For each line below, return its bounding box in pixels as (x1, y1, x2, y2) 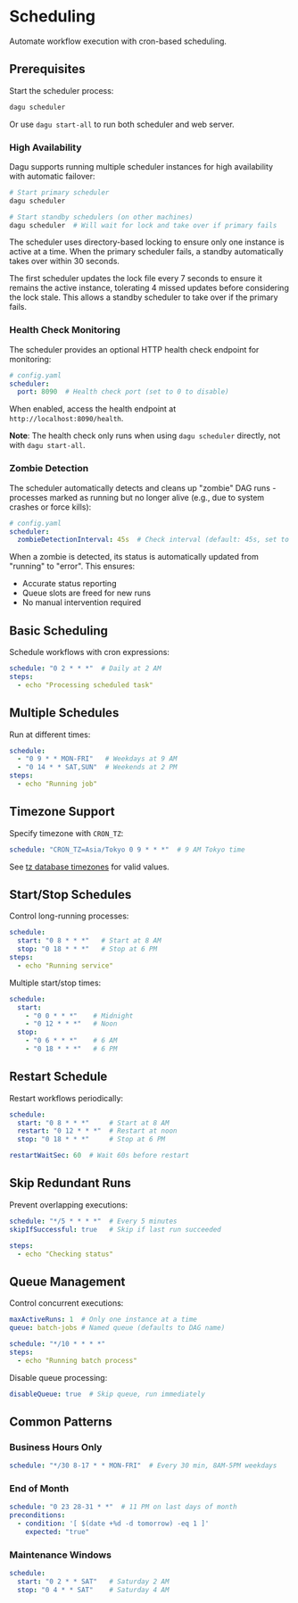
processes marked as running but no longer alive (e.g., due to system (9, 492, 265, 502)
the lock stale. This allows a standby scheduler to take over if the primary (9, 292, 278, 303)
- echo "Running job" (17, 779, 98, 789)
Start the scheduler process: (9, 85, 114, 96)
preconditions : (9, 1511, 66, 1520)
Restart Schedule (9, 1069, 108, 1084)
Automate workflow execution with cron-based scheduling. (9, 36, 228, 46)
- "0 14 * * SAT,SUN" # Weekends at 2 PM (17, 763, 178, 772)
